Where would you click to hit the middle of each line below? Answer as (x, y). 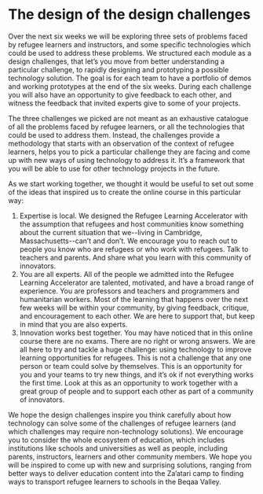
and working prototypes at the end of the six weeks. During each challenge (130, 86)
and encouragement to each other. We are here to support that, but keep (137, 315)
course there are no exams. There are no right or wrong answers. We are (137, 341)
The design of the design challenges (130, 15)
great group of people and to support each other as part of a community (136, 391)
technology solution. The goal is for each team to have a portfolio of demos (130, 78)
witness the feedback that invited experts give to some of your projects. (124, 103)
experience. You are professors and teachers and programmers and (129, 291)
